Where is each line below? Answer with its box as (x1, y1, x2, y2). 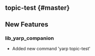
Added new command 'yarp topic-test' (12, 46, 91, 52)
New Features (5, 20, 48, 28)
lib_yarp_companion (5, 35, 54, 42)
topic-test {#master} (5, 4, 70, 12)
